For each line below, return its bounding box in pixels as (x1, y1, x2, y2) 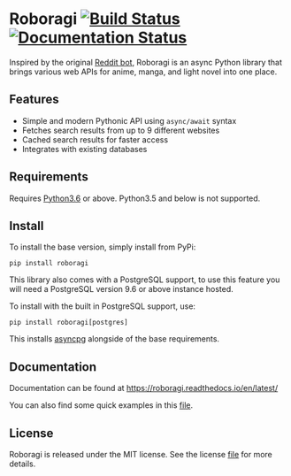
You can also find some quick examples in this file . (9, 400, 193, 411)
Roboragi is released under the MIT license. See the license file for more (9, 449, 272, 459)
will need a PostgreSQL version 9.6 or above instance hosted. (9, 284, 234, 295)
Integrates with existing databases (21, 143, 148, 154)
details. (9, 458, 36, 469)
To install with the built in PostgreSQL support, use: (9, 301, 196, 311)
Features (9, 92, 59, 107)
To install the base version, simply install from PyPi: (9, 242, 196, 252)
